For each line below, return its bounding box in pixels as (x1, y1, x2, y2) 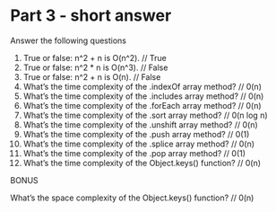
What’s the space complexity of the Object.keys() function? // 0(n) (10, 192, 254, 203)
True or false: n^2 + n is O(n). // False (22, 71, 161, 82)
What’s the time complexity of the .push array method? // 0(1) (22, 128, 250, 139)
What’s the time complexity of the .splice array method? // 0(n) (22, 138, 254, 149)
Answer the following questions (10, 35, 127, 46)
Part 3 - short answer (10, 5, 172, 26)
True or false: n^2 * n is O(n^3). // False (22, 62, 168, 73)
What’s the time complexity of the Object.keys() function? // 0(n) (22, 157, 262, 168)
